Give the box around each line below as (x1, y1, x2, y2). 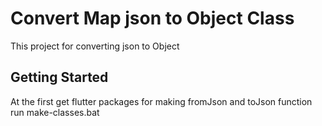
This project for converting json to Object (10, 40, 180, 52)
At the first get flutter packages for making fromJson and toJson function (10, 95, 313, 107)
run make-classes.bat (10, 106, 100, 118)
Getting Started (10, 69, 109, 86)
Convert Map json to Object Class (10, 7, 295, 30)
